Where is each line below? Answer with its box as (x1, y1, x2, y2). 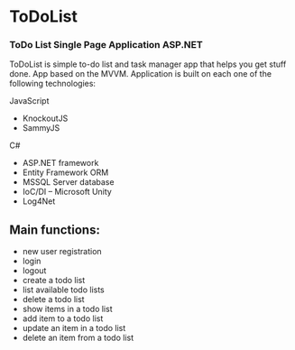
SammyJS (22, 123, 60, 134)
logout (22, 265, 47, 276)
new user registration (22, 246, 102, 257)
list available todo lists (22, 284, 106, 295)
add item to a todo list (22, 313, 104, 324)
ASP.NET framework (22, 158, 99, 169)
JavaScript (9, 96, 50, 106)
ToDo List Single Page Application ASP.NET (9, 39, 203, 51)
